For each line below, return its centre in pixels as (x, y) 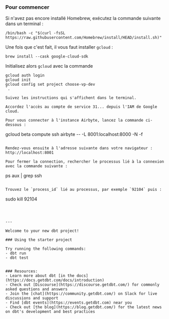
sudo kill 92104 (21, 199)
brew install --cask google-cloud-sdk (47, 57)
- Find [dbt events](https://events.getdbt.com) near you (69, 303)
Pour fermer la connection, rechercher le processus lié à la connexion (85, 162)
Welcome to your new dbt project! (42, 231)
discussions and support (32, 298)
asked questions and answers (36, 289)
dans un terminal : (24, 24)
